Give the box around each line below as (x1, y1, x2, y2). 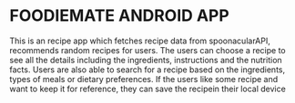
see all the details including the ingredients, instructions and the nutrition (9, 54, 282, 65)
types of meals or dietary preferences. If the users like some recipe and (9, 73, 279, 84)
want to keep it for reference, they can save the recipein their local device (9, 83, 287, 94)
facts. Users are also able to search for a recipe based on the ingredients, (9, 64, 286, 75)
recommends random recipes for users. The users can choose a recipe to (9, 44, 287, 55)
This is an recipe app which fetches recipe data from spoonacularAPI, (9, 35, 270, 46)
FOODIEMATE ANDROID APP (9, 5, 229, 26)
